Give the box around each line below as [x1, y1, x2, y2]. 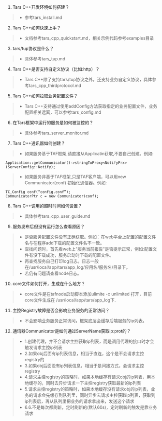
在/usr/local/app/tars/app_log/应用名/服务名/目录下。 [24, 264, 131, 270]
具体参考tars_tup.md [24, 56, 66, 62]
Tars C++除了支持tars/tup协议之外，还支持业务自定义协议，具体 [24, 77, 152, 82]
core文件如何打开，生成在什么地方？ [12, 281, 86, 286]
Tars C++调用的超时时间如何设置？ [12, 203, 83, 209]
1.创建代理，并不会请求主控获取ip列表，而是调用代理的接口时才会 [24, 338, 154, 344]
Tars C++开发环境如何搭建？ [12, 4, 70, 10]
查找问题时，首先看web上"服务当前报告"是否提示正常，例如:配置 [24, 246, 153, 252]
